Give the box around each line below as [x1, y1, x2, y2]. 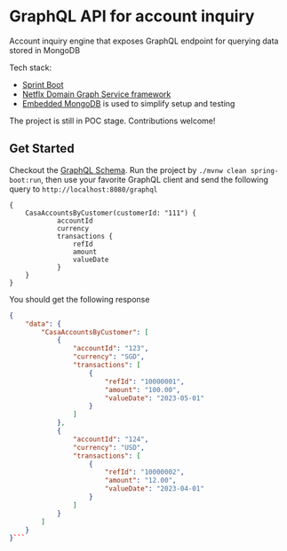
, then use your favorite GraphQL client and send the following [41, 174, 269, 185]
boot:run [9, 176, 42, 185]
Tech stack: [9, 62, 52, 73]
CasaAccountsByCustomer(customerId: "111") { [25, 209, 197, 217]
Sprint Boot [21, 79, 64, 90]
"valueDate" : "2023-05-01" [104, 393, 204, 403]
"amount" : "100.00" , [104, 385, 180, 394]
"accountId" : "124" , [72, 435, 149, 444]
